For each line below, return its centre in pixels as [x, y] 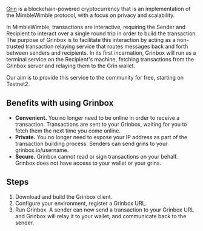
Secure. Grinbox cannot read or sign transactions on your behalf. [96, 156]
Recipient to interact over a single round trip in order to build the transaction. [102, 33]
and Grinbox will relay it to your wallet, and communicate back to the [101, 216]
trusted [15, 46]
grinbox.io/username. [42, 150]
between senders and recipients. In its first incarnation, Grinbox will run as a [101, 53]
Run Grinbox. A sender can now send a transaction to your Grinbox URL [105, 210]
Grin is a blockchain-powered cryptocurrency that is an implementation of [98, 9]
